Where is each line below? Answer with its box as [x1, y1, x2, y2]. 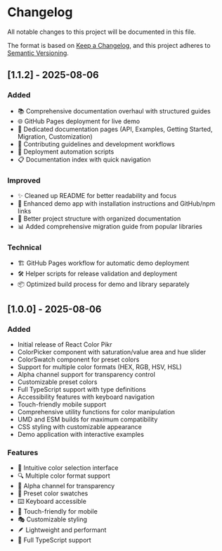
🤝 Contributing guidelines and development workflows [17, 140, 176, 148]
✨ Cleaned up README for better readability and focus [17, 191, 177, 199]
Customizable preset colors [17, 378, 98, 386]
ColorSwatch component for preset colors [17, 355, 140, 364]
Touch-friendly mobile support [17, 400, 107, 409]
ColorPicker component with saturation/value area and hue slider [17, 347, 207, 356]
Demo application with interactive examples [17, 430, 144, 438]
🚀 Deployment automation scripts [17, 147, 115, 156]
